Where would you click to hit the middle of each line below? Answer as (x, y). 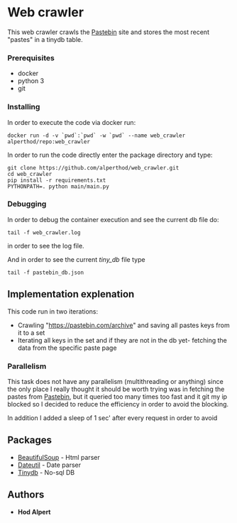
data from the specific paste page (67, 348)
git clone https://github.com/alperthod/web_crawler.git (93, 167)
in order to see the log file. (46, 246)
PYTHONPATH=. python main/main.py (59, 186)
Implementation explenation (71, 294)
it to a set (31, 332)
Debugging (27, 204)
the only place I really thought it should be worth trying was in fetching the (116, 389)
